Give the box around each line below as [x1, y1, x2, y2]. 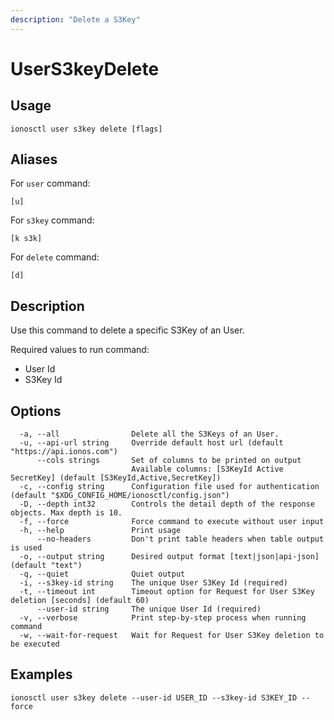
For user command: [10, 177, 91, 190]
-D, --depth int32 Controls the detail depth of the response [19, 499, 315, 510]
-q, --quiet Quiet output [19, 569, 186, 580]
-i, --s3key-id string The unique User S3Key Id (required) [19, 578, 288, 588]
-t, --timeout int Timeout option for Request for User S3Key [19, 587, 315, 597]
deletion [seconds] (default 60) [10, 596, 150, 606]
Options [10, 402, 62, 420]
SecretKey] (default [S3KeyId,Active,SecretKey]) [10, 473, 222, 483]
